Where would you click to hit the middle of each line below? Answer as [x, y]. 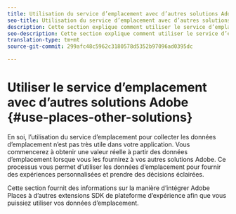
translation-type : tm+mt [44, 40]
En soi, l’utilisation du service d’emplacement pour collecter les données [112, 137]
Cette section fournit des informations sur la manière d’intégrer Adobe [109, 188]
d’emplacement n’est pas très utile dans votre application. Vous [99, 144]
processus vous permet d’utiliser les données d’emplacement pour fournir [114, 167]
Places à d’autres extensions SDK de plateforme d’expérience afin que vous [117, 195]
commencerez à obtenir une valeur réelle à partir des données [98, 151]
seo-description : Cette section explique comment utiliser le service [113, 33]
